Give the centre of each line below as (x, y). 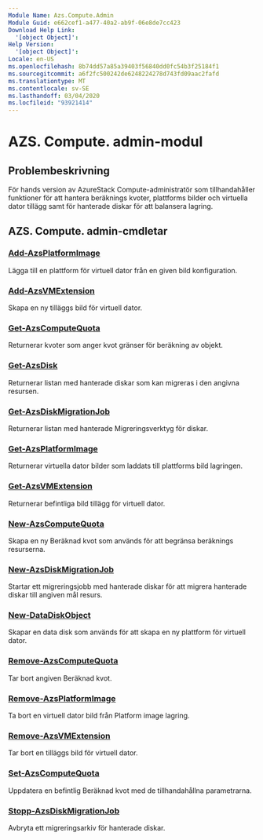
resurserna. (27, 549)
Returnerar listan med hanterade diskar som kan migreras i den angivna (124, 382)
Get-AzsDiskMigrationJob (59, 411)
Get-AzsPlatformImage (53, 448)
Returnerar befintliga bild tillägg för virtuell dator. (87, 503)
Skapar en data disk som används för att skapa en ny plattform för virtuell (127, 632)
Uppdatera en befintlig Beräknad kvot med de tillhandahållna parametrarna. (130, 791)
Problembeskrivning (59, 171)
